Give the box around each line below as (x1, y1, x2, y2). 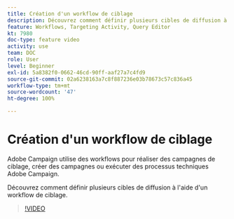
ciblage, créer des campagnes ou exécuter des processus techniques (7, 162, 209, 171)
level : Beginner (7, 62, 55, 69)
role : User (7, 56, 39, 63)
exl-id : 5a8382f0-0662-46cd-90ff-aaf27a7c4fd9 (7, 69, 146, 76)
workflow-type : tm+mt (7, 82, 71, 89)
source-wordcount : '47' (7, 88, 77, 95)
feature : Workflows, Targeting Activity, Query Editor (7, 23, 171, 30)
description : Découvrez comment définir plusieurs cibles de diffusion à (7, 17, 228, 24)
